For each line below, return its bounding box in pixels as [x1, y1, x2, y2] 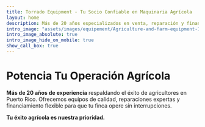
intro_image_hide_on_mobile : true [6, 37, 95, 43]
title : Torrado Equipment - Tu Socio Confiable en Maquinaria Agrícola [6, 9, 192, 15]
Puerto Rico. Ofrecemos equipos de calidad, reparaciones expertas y [6, 95, 180, 103]
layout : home [6, 15, 40, 21]
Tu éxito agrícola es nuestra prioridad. [6, 114, 105, 121]
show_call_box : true [6, 43, 59, 49]
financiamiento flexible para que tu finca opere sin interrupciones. [6, 101, 172, 109]
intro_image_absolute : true [6, 32, 78, 38]
